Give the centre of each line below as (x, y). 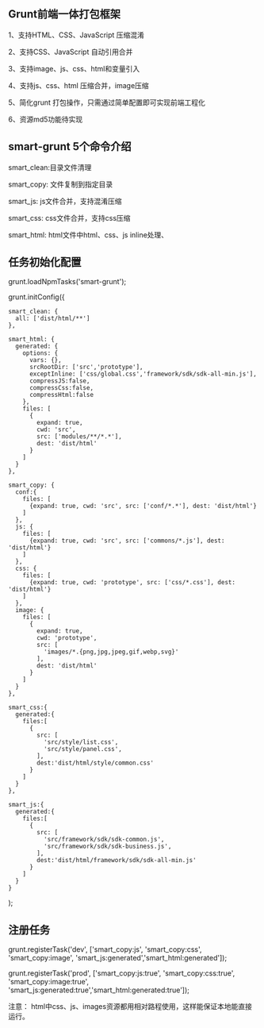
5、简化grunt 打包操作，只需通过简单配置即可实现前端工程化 (107, 102)
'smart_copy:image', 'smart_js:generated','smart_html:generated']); (118, 958)
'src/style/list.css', (81, 742)
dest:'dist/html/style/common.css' (96, 763)
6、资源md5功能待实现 (46, 119)
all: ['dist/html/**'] (53, 319)
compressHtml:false (61, 395)
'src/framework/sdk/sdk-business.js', (107, 847)
